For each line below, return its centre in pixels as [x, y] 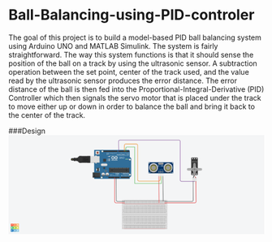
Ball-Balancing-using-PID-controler [132, 15]
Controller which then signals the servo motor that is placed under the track [135, 97]
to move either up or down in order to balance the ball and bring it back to [132, 106]
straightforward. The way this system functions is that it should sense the [131, 54]
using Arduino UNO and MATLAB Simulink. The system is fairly [113, 45]
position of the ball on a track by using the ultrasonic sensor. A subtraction [133, 63]
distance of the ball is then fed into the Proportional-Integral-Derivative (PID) [136, 89]
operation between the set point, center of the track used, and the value [129, 71]
